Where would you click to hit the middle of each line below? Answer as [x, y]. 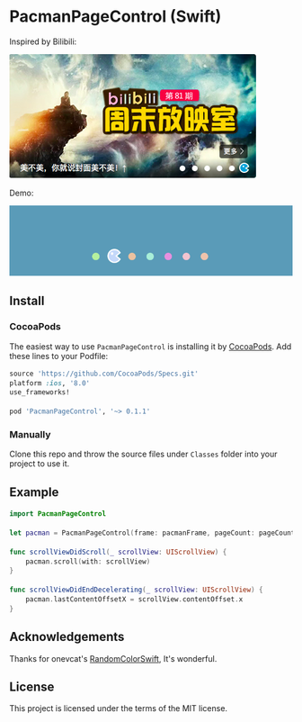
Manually [30, 434]
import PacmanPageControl [58, 514]
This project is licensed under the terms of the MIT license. [118, 708]
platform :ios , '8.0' [50, 383]
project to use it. [40, 464]
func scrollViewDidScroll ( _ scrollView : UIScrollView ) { [118, 552]
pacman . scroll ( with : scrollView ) [88, 561]
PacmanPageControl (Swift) [115, 17]
